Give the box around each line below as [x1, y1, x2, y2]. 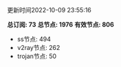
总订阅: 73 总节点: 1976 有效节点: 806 [7, 21, 115, 29]
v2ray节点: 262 [16, 44, 60, 51]
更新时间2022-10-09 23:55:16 [7, 6, 91, 14]
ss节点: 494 [16, 35, 52, 43]
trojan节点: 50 [16, 52, 57, 60]
